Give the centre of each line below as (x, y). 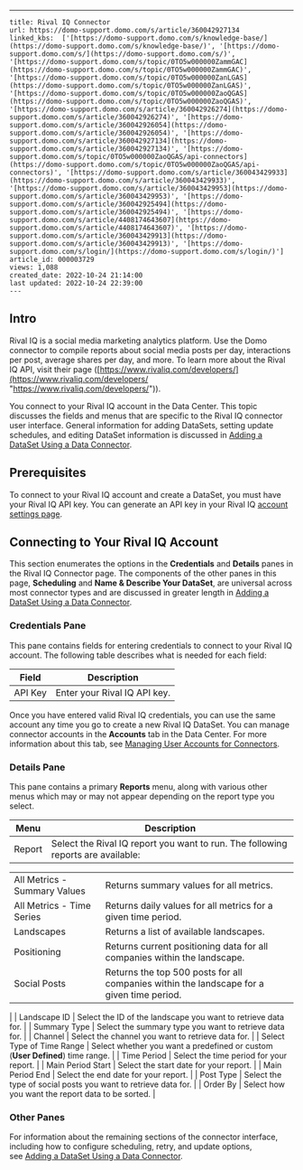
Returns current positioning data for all (187, 947)
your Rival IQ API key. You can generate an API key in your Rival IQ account (149, 504)
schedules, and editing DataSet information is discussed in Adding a (136, 435)
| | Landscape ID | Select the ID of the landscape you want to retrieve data (147, 1017)
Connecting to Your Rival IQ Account (114, 543)
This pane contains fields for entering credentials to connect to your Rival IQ (151, 645)
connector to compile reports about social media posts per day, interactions (150, 350)
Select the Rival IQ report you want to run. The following (169, 844)
